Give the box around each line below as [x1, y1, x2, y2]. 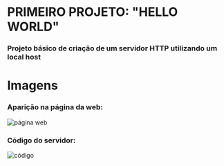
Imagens [7, 77, 59, 93]
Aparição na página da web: [7, 102, 104, 112]
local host [7, 53, 41, 62]
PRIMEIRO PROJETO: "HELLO [7, 4, 178, 20]
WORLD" [7, 19, 59, 35]
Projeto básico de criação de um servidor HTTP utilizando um [7, 44, 218, 53]
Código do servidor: [7, 136, 76, 145]
